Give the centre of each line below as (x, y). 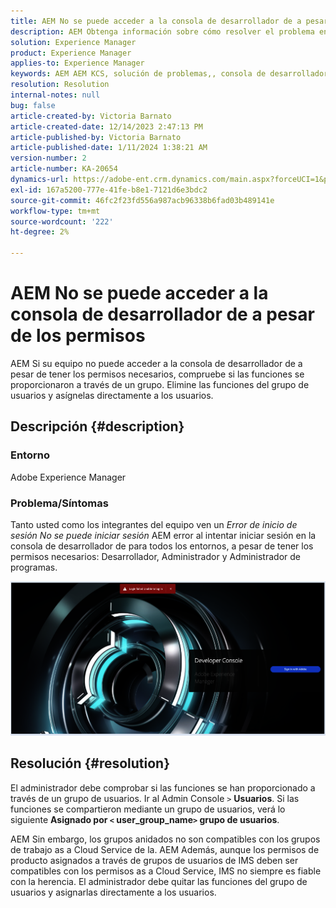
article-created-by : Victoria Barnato (91, 116)
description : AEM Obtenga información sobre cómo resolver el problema (162, 31)
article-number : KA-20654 (64, 169)
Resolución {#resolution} (90, 763)
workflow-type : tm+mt (55, 211)
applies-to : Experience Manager (77, 63)
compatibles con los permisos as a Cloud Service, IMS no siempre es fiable (166, 871)
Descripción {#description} (97, 426)
